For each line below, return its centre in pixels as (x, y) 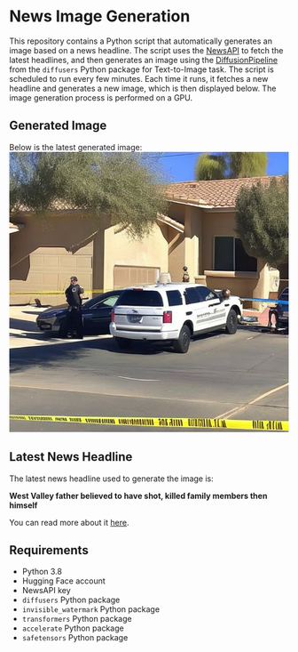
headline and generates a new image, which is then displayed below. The (143, 88)
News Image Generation (100, 16)
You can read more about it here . (69, 522)
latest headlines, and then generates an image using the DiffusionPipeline (143, 60)
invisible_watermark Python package (91, 609)
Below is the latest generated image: (76, 147)
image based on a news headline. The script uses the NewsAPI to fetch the (146, 50)
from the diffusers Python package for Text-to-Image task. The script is (142, 69)
